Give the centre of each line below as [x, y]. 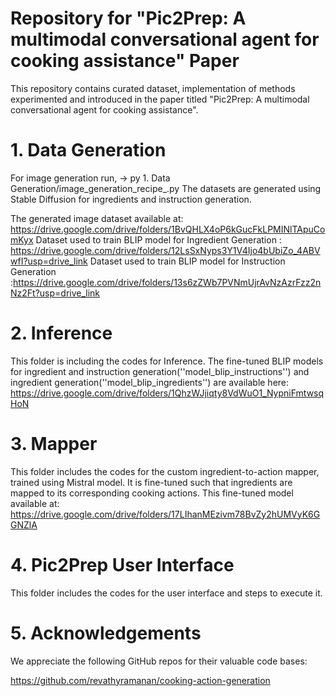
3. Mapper [54, 444]
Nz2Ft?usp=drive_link [55, 293]
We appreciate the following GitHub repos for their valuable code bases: [159, 661]
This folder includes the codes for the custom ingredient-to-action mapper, [165, 471]
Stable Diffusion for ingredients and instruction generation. [131, 199]
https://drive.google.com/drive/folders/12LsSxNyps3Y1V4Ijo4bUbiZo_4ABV [165, 250]
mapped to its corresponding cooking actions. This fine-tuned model [152, 493]
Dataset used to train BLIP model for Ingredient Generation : [158, 239]
